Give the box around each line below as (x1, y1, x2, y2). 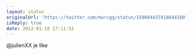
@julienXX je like (6, 42, 48, 49)
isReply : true (6, 20, 42, 26)
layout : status (6, 8, 45, 15)
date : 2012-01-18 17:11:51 (6, 25, 74, 32)
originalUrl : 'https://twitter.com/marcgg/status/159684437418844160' (6, 14, 188, 20)
